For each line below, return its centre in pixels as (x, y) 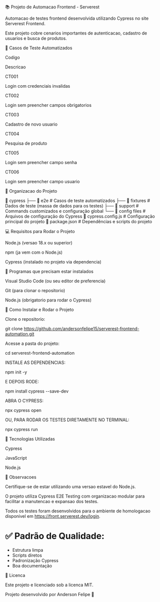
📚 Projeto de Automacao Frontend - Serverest (52, 7)
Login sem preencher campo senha (41, 162)
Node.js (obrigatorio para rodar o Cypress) (48, 300)
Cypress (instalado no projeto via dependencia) (53, 262)
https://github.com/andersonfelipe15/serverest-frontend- (81, 329)
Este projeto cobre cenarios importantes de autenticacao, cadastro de (76, 33)
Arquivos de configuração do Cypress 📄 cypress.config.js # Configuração (80, 216)
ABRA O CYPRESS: (24, 401)
